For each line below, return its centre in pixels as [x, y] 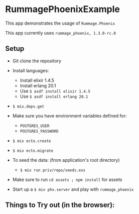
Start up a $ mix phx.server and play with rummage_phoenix [73, 189]
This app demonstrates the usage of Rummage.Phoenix [60, 23]
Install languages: [31, 70]
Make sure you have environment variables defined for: [69, 116]
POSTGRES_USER [35, 126]
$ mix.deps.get [28, 106]
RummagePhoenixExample [63, 9]
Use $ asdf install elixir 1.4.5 [55, 91]
